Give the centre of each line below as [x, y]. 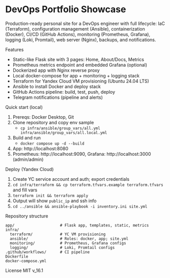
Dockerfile [17, 256]
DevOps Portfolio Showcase [66, 9]
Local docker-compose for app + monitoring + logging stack [76, 75]
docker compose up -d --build [52, 144]
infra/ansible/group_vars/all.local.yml [64, 133]
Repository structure [27, 216]
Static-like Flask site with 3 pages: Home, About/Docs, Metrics [78, 59]
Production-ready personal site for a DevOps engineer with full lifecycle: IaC [85, 23]
